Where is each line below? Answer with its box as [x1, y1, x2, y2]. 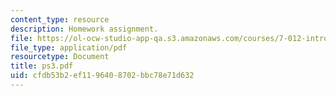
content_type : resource [10, 14, 110, 25]
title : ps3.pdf [10, 61, 74, 71]
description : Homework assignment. [10, 24, 159, 34]
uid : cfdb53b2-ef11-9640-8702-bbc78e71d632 [10, 71, 195, 81]
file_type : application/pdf [10, 42, 128, 53]
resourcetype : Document [10, 52, 110, 62]
